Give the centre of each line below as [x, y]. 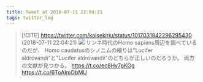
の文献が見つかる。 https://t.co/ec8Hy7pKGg [78, 65]
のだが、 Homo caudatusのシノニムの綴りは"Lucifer [87, 50]
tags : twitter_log [30, 18]
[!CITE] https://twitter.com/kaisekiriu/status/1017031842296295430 [106, 35]
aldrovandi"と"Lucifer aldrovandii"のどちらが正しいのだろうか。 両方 [108, 58]
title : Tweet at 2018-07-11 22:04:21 [55, 12]
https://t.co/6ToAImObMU [54, 72]
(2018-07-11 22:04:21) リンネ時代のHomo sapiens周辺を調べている [109, 42]
